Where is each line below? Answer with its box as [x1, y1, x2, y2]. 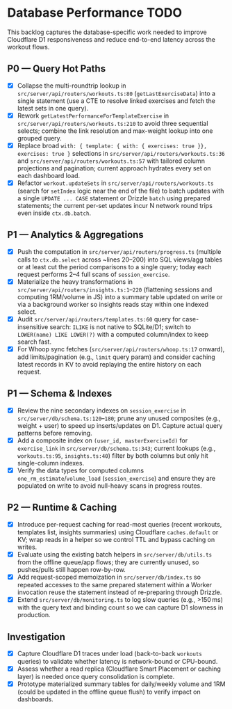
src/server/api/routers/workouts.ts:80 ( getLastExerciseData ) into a [17, 89, 216, 97]
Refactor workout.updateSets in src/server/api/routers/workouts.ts [17, 179, 214, 187]
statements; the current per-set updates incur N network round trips [17, 202, 213, 209]
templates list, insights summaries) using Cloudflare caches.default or [17, 527, 219, 536]
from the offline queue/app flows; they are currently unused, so [17, 558, 199, 566]
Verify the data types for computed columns [17, 466, 144, 475]
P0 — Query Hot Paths [7, 63, 106, 74]
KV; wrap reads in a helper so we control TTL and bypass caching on [17, 535, 215, 543]
